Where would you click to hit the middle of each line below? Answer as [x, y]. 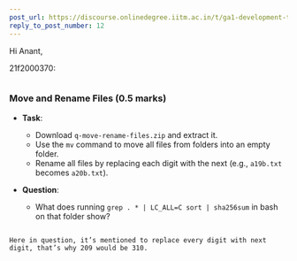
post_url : [27, 17]
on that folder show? [72, 216]
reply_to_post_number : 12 [57, 26]
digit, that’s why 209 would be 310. [79, 248]
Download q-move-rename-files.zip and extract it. [126, 134]
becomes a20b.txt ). [72, 173]
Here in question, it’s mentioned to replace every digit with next [138, 240]
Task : [32, 118]
